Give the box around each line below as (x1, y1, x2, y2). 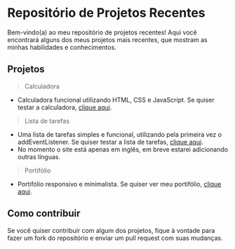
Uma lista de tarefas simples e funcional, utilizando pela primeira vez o (17, 130, 222, 138)
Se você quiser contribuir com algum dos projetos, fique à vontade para (7, 226, 215, 234)
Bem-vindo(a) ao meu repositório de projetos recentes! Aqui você (7, 28, 198, 36)
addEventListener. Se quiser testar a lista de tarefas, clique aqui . (17, 137, 203, 146)
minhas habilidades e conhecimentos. (7, 43, 117, 51)
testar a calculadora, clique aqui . (17, 103, 112, 112)
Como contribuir (7, 208, 81, 220)
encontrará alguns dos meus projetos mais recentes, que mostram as (7, 35, 208, 43)
